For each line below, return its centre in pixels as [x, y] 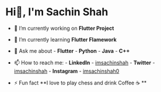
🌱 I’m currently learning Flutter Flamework [65, 39]
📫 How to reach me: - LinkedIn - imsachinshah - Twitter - [84, 62]
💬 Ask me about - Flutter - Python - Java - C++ [72, 51]
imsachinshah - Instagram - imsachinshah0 [66, 71]
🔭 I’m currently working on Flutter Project [64, 28]
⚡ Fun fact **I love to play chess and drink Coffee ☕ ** [80, 83]
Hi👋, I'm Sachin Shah [57, 12]
